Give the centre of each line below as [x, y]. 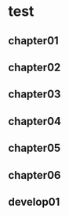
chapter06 [34, 175]
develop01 [34, 201]
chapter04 [34, 121]
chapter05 [34, 148]
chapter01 [33, 41]
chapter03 [34, 95]
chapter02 [34, 67]
